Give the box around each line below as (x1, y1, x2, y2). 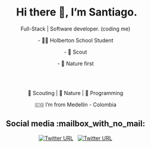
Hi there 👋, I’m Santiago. (16, 5, 137, 19)
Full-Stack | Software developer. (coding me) (20, 25, 131, 32)
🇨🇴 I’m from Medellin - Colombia (34, 101, 117, 108)
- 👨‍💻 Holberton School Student (37, 36, 114, 44)
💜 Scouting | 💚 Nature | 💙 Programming (27, 89, 124, 96)
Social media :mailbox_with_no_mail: (5, 119, 146, 129)
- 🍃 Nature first (57, 60, 94, 67)
